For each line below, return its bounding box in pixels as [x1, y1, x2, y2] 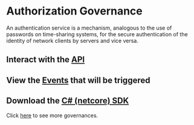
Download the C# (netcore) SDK [6, 95, 129, 106]
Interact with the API [6, 54, 85, 65]
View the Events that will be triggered [6, 75, 150, 85]
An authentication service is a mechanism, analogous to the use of [6, 24, 172, 31]
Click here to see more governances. [6, 112, 99, 119]
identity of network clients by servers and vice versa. [6, 37, 139, 44]
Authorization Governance [6, 4, 143, 18]
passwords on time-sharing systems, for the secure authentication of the [6, 30, 189, 37]
